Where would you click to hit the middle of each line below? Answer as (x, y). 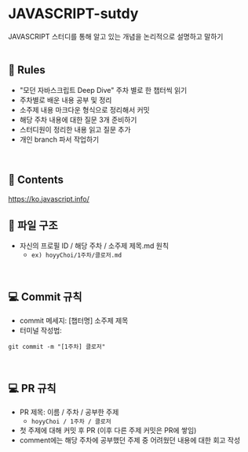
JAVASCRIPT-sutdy (73, 14)
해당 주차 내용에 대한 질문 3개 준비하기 (78, 120)
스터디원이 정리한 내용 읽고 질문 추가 (75, 129)
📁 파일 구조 (33, 225)
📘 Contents (36, 180)
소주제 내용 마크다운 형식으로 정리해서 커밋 (85, 109)
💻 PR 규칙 (32, 388)
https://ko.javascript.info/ (49, 198)
